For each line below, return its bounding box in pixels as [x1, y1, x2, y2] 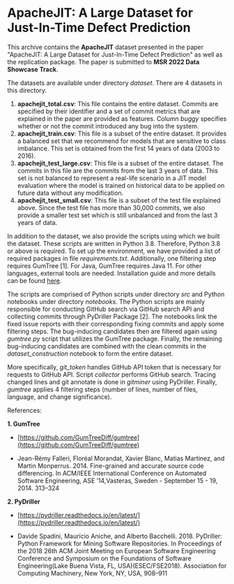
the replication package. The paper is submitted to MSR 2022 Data [7, 57, 200, 66]
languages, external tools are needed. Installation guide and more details [7, 269, 216, 277]
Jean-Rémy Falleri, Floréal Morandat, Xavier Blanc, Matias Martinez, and [17, 454, 225, 462]
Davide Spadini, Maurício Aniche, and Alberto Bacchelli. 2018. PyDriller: [17, 532, 223, 540]
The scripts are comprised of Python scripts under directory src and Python [7, 290, 225, 298]
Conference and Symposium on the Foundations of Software [17, 554, 192, 562]
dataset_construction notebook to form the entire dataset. [7, 349, 173, 358]
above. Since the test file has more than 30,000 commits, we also [17, 203, 205, 212]
